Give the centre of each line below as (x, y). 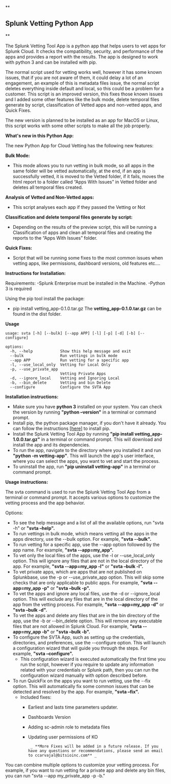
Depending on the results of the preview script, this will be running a (84, 227)
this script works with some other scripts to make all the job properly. (78, 126)
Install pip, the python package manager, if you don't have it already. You (89, 423)
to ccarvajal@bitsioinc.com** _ (62, 755)
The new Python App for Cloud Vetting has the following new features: (79, 145)
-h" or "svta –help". (34, 528)
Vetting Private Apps (83, 374)
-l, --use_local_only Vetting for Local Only (60, 365)
